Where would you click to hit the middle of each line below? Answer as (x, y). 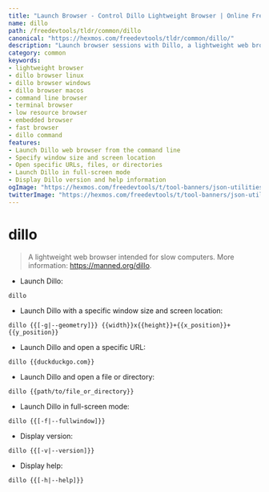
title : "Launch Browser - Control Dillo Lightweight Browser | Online (128, 16)
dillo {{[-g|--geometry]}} (53, 325)
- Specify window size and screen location (82, 157)
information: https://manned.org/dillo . (90, 265)
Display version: (46, 436)
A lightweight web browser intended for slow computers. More (131, 257)
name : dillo (28, 23)
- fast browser (34, 128)
